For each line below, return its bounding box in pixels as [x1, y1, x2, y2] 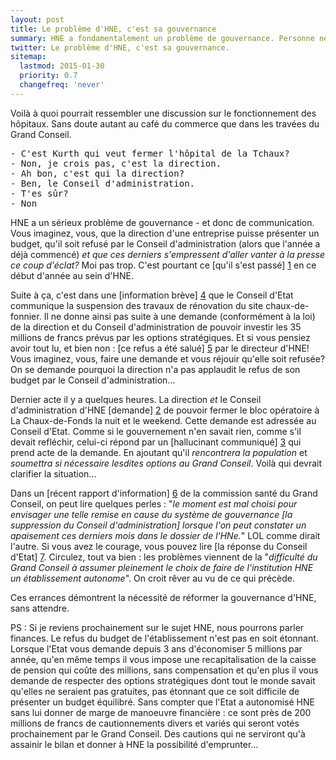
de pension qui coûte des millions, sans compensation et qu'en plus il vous [10, 664, 319, 676]
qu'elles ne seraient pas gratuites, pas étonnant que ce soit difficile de [10, 685, 300, 697]
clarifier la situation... [10, 467, 97, 480]
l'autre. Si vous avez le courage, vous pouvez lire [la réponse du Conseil [10, 540, 308, 552]
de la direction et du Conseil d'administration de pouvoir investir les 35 [10, 321, 302, 333]
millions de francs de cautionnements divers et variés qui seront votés [10, 717, 300, 729]
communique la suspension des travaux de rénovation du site [10, 299, 264, 311]
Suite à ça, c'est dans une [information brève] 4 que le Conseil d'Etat [10, 289, 294, 301]
